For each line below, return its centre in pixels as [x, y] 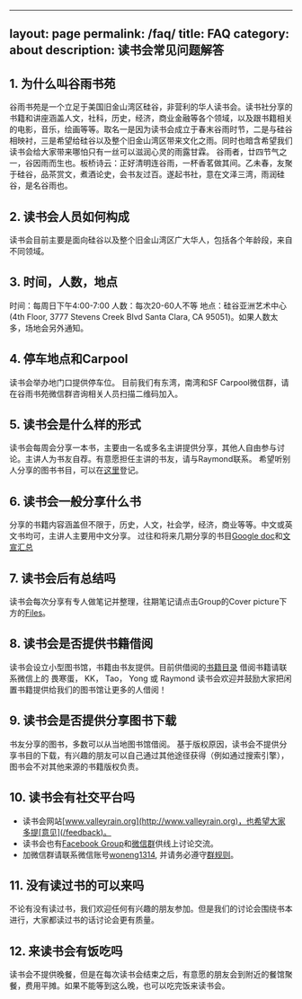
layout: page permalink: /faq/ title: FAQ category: [150, 34]
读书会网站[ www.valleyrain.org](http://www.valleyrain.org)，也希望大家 [154, 821]
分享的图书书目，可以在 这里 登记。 [80, 470]
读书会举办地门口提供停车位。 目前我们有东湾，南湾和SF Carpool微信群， [145, 382]
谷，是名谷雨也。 [41, 186]
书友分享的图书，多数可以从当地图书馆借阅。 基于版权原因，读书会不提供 [144, 744]
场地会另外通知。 [56, 328]
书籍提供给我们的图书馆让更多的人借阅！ [92, 689]
